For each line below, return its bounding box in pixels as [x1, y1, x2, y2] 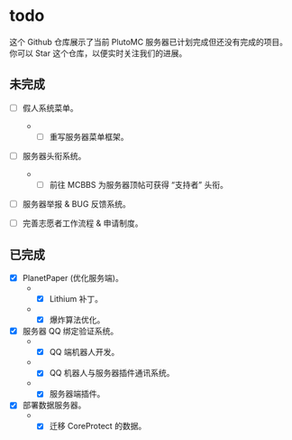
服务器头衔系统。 [22, 150, 87, 161]
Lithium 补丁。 [49, 294, 104, 304]
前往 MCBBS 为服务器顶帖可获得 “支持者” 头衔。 [49, 179, 228, 190]
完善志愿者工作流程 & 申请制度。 [22, 218, 143, 229]
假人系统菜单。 [22, 102, 78, 113]
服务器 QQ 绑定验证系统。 [22, 326, 119, 337]
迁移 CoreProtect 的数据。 [49, 421, 147, 432]
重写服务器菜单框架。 [49, 131, 129, 142]
